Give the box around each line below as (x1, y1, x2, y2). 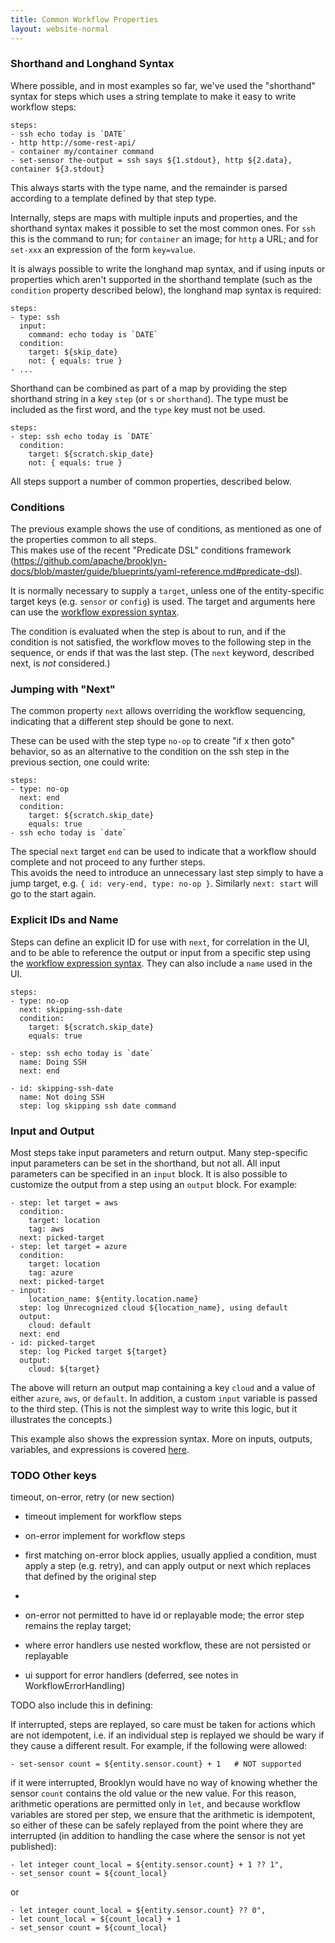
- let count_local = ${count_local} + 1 (10, 1914, 182, 1925)
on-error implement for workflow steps (24, 1530, 186, 1542)
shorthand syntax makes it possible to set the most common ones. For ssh (10, 222, 316, 234)
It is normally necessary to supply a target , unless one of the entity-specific (10, 585, 325, 597)
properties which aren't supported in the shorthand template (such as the (10, 273, 313, 285)
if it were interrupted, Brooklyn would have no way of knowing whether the (10, 1777, 318, 1789)
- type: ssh (10, 312, 60, 322)
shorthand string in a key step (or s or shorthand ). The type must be (10, 392, 289, 405)
